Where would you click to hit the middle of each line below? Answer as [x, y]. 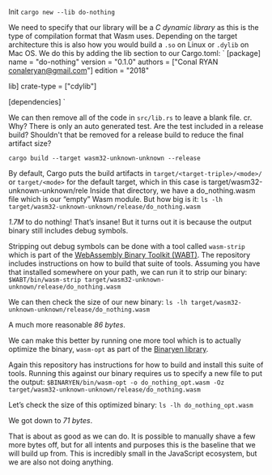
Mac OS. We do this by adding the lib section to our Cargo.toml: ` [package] [135, 53]
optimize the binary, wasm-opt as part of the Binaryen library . [108, 349]
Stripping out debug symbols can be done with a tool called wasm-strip [127, 246]
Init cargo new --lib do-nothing [62, 12]
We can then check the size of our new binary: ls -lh [98, 302]
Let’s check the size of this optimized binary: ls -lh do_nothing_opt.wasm [131, 405]
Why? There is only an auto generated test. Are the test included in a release [136, 126]
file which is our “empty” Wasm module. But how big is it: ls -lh [115, 199]
